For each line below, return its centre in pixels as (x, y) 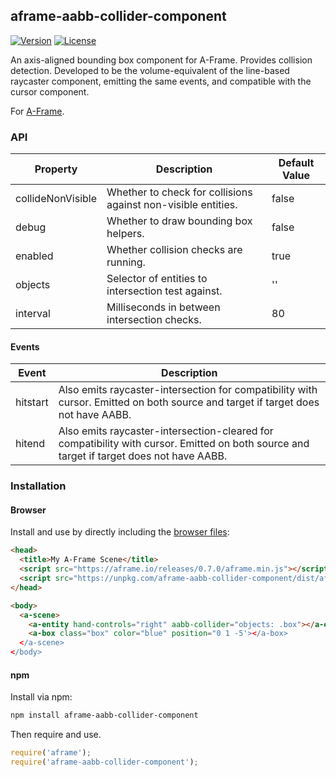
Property (56, 169)
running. (126, 262)
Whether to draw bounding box (179, 221)
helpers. (125, 234)
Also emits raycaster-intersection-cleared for (166, 431)
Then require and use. (56, 735)
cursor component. (50, 91)
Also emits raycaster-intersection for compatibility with (188, 390)
